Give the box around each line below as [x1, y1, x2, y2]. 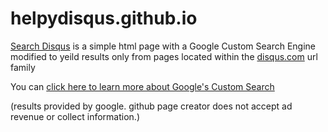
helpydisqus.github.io [10, 7, 198, 30]
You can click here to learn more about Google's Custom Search [10, 80, 275, 92]
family [10, 61, 36, 73]
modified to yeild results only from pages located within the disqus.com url [10, 50, 318, 62]
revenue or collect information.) [10, 110, 141, 122]
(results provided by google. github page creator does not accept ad [10, 100, 293, 112]
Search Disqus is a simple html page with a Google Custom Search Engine [10, 40, 316, 52]
